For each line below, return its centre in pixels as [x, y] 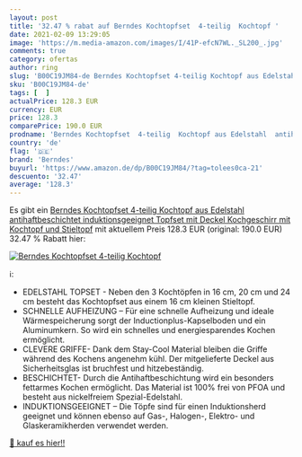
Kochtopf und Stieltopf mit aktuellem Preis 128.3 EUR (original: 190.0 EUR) [146, 229]
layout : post [34, 18]
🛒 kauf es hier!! [37, 443]
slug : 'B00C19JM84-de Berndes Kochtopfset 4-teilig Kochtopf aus [134, 76]
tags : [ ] [30, 92]
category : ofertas [44, 59]
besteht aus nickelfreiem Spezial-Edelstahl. [102, 397]
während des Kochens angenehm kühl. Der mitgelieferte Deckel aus [148, 359]
